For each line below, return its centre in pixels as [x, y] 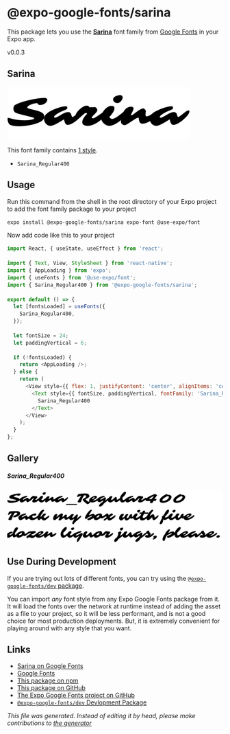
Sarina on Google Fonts [50, 666]
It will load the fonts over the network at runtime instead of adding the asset [114, 606]
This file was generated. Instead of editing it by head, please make [102, 716]
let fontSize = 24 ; [41, 335]
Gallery [23, 458]
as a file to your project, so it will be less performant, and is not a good [106, 613]
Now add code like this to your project [61, 236]
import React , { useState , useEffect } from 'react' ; [86, 249]
